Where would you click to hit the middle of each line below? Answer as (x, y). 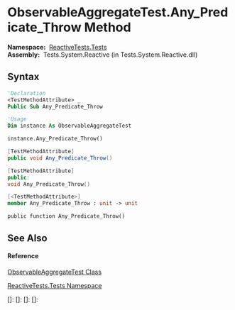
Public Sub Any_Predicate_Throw (55, 106)
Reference (23, 256)
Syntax (23, 77)
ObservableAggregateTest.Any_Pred (118, 12)
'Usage (17, 119)
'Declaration (27, 93)
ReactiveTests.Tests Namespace (55, 285)
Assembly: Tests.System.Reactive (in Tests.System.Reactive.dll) (103, 55)
